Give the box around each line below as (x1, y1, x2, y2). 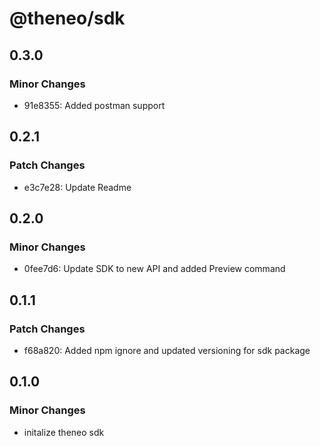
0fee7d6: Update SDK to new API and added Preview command (23, 263, 286, 275)
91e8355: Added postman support (23, 99, 166, 111)
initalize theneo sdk (23, 426, 105, 438)
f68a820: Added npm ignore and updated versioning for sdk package (23, 344, 311, 356)
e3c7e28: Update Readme (23, 181, 132, 193)
